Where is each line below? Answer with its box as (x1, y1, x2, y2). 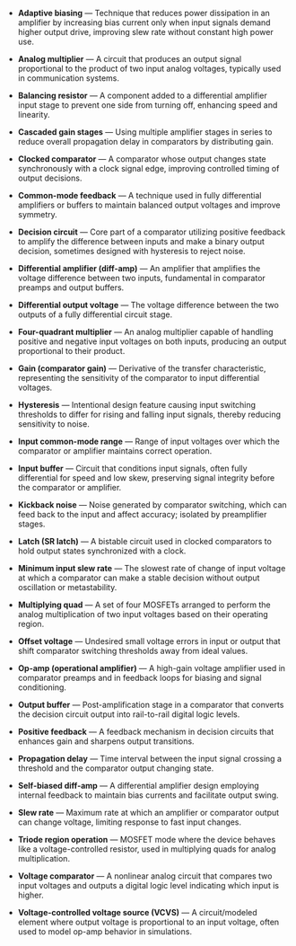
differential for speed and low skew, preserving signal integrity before (17, 473, 275, 483)
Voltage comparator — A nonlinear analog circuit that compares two (17, 871, 273, 881)
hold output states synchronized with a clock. (17, 545, 187, 556)
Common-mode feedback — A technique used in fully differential (17, 190, 262, 200)
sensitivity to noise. (17, 419, 90, 429)
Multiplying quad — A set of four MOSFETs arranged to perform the (17, 599, 271, 610)
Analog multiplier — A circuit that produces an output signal (17, 54, 242, 64)
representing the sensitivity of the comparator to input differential (17, 373, 260, 383)
